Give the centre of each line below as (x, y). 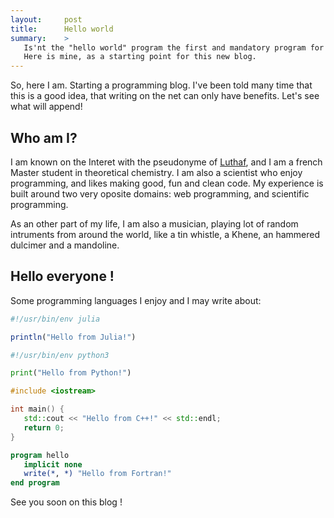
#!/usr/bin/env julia (55, 319)
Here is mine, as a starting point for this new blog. (140, 57)
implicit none (53, 464)
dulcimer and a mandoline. (65, 245)
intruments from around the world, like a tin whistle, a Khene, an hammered (165, 234)
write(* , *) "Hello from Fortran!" (97, 474)
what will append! (46, 107)
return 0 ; (44, 427)
